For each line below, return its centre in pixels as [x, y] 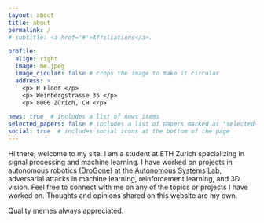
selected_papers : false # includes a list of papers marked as [114, 124]
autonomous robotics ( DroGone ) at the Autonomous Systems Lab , [115, 170]
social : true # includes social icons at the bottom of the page [119, 132]
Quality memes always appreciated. [66, 210]
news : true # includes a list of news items [84, 117]
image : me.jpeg [40, 66]
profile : [22, 52]
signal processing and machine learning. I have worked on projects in [121, 162]
